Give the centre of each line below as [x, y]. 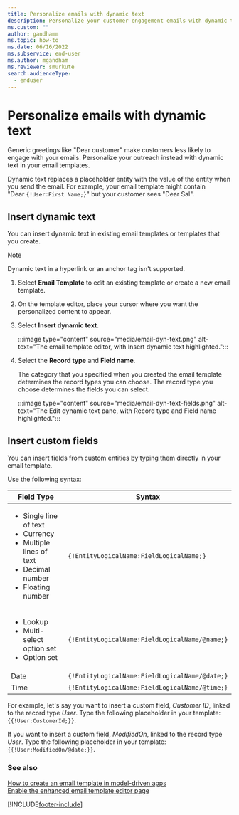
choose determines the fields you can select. [84, 389]
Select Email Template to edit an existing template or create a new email [124, 283]
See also [22, 767]
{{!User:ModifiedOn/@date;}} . [52, 749]
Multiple [37, 542]
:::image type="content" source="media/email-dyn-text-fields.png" [116, 404]
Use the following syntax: [44, 479]
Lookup [36, 621]
